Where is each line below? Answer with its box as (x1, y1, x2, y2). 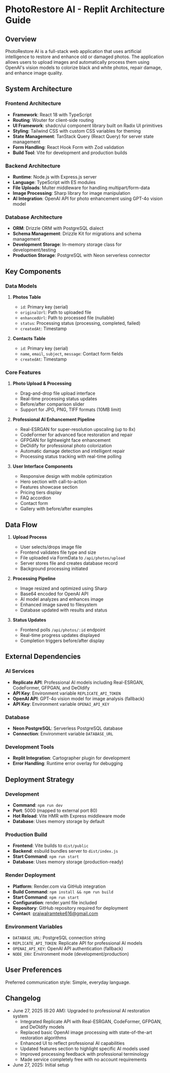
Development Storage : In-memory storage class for (12, 241, 122, 248)
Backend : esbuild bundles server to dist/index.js (12, 848, 118, 854)
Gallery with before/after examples (20, 506, 93, 512)
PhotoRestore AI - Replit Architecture (5, 4, 165, 15)
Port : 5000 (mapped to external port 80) (12, 807, 97, 814)
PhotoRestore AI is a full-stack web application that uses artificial (5, 48, 142, 54)
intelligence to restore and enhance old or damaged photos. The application (5, 54, 164, 60)
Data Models (5, 282, 37, 289)
